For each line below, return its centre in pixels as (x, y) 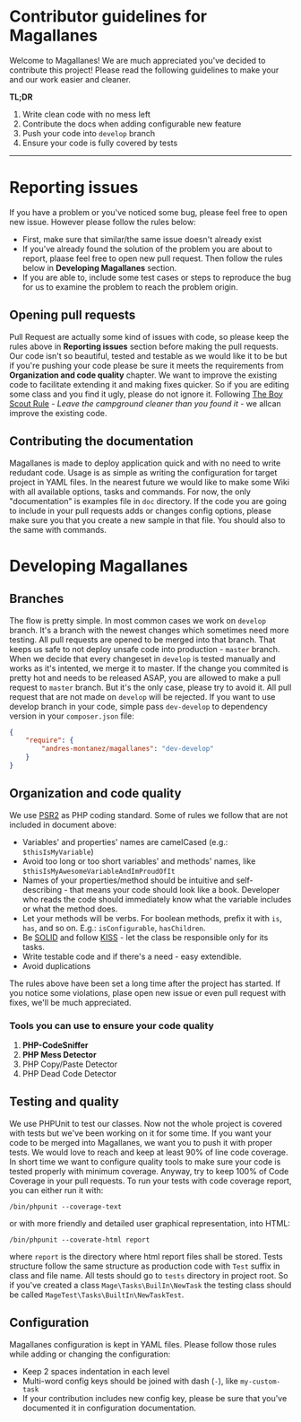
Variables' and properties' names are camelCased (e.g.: (125, 842)
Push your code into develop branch (88, 133)
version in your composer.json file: (72, 716)
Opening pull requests (73, 315)
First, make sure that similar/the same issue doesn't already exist (142, 239)
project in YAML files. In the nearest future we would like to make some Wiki (149, 482)
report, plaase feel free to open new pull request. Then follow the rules (153, 258)
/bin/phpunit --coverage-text (66, 1207)
